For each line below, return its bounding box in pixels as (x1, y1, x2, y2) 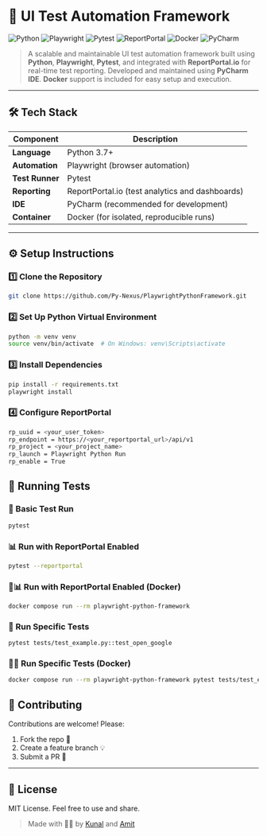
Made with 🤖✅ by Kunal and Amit (27, 819, 135, 828)
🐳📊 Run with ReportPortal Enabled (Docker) (8, 581, 181, 592)
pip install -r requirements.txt (8, 380, 119, 388)
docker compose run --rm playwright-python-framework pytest (8, 676, 215, 684)
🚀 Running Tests (8, 480, 91, 493)
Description (132, 133, 179, 144)
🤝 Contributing (8, 698, 83, 711)
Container (12, 211, 52, 222)
